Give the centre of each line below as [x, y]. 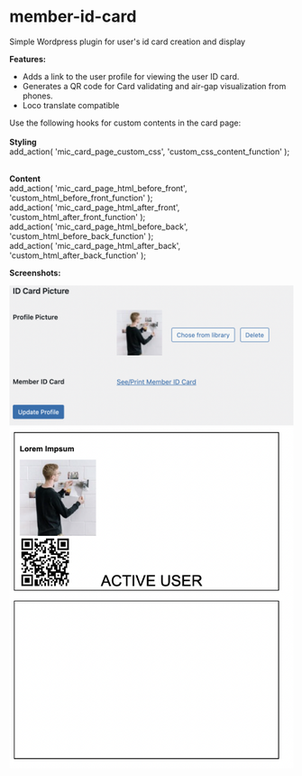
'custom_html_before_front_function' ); [81, 198]
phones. [37, 96]
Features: [28, 59]
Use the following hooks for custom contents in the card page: [125, 123]
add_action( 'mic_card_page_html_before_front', [98, 188]
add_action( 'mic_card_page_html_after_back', [95, 245]
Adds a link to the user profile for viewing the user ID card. [131, 76]
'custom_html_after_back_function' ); [78, 255]
